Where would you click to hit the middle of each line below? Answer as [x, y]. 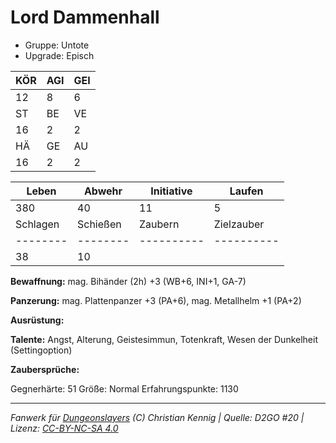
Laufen [246, 191]
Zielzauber [239, 224]
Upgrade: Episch [59, 55]
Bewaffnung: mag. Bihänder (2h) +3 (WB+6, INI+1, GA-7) [128, 281]
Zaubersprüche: [45, 369]
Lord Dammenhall [85, 17]
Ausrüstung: [37, 320]
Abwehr [103, 191]
